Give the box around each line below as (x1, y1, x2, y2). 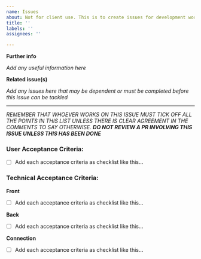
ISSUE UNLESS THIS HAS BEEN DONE (6, 130, 102, 138)
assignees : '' (6, 31, 42, 37)
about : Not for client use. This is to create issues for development (6, 14, 186, 20)
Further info (6, 53, 37, 60)
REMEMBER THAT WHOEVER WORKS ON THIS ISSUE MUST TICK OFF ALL (6, 111, 193, 118)
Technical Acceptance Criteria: (6, 174, 99, 182)
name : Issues (6, 8, 39, 15)
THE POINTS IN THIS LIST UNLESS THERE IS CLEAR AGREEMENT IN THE (6, 117, 188, 124)
